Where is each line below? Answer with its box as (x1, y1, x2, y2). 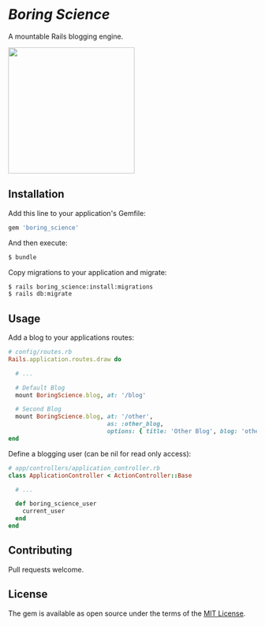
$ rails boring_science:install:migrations (8, 282, 154, 291)
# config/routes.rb (8, 348, 73, 356)
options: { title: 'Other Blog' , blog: (106, 427, 238, 435)
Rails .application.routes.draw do (8, 355, 122, 363)
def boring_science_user (15, 500, 97, 508)
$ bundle (8, 253, 37, 261)
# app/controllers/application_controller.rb (8, 464, 160, 472)
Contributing (8, 544, 73, 557)
